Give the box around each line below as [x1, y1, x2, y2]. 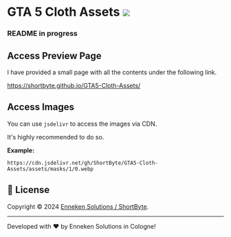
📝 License [7, 184, 50, 196]
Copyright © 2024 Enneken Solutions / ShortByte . [7, 202, 149, 210]
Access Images [7, 101, 74, 113]
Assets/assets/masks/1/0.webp [7, 166, 94, 172]
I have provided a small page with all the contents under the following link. [7, 68, 217, 76]
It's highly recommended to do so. [7, 133, 104, 141]
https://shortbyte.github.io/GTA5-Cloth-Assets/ [7, 81, 141, 89]
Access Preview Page [7, 49, 102, 62]
